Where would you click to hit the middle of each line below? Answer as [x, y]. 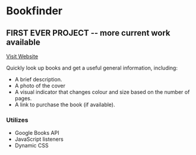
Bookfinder [34, 11]
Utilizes [17, 120]
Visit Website [22, 56]
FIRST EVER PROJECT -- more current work [88, 33]
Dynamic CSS [31, 145]
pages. [23, 98]
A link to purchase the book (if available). [65, 105]
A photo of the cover [40, 86]
